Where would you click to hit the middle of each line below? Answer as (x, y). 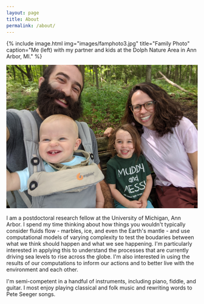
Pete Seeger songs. (31, 294)
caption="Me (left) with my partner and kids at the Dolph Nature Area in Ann (102, 50)
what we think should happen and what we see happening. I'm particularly (99, 244)
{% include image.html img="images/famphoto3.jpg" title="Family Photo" (98, 44)
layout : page (23, 13)
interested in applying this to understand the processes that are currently (98, 250)
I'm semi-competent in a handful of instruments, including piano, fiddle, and (101, 282)
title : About (23, 19)
